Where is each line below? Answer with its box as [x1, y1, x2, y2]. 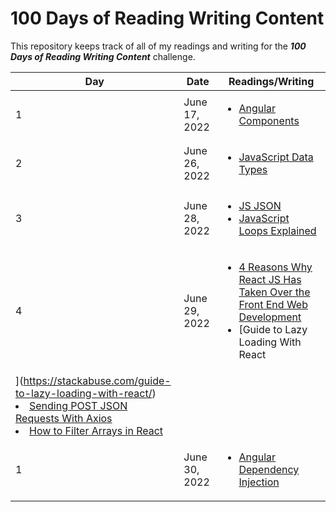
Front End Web [238, 297, 308, 311]
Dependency [238, 462, 300, 476]
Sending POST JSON [29, 398, 128, 412]
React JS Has [238, 272, 302, 286]
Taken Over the [238, 285, 311, 299]
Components [238, 113, 300, 127]
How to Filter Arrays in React [29, 423, 164, 437]
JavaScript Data [238, 150, 314, 164]
